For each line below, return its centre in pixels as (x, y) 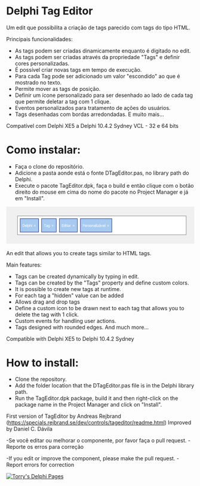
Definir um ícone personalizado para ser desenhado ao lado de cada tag (104, 95)
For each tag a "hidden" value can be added (69, 295)
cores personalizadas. (42, 63)
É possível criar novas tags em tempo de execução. (78, 69)
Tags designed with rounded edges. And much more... (82, 327)
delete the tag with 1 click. (47, 314)
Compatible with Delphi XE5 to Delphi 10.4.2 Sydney (70, 338)
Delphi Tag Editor (50, 11)
